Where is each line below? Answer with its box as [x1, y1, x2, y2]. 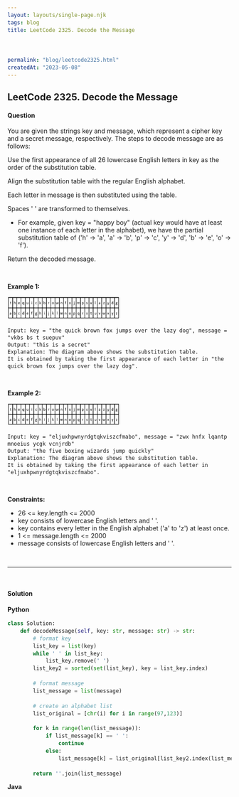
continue [58, 740, 84, 747]
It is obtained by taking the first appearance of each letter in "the [7, 355, 224, 363]
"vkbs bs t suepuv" [7, 334, 65, 341]
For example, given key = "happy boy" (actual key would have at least [17, 218, 223, 227]
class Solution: [7, 620, 55, 627]
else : [45, 747, 62, 754]
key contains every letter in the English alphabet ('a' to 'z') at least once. [17, 523, 230, 533]
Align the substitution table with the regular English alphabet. [7, 177, 186, 186]
